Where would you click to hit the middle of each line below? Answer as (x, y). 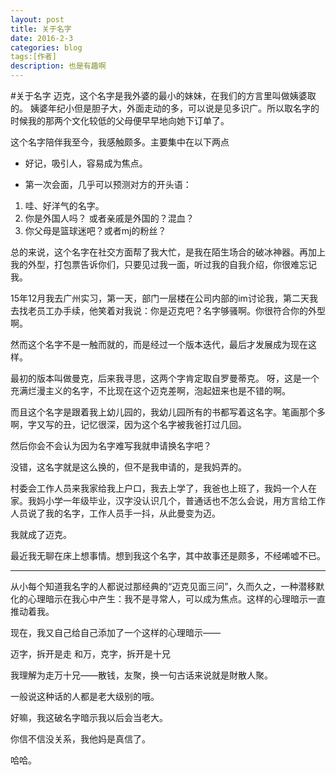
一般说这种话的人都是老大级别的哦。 (85, 696)
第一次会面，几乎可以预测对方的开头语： (108, 184)
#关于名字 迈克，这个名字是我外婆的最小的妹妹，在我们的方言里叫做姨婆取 (163, 95)
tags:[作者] (33, 57)
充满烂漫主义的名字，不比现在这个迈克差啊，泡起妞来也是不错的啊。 (150, 390)
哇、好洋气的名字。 (64, 205)
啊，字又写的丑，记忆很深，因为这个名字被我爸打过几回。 (128, 424)
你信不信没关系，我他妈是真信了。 (80, 739)
